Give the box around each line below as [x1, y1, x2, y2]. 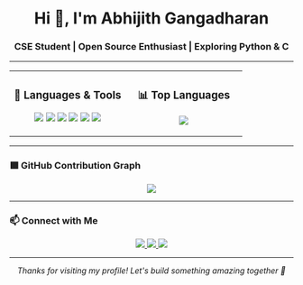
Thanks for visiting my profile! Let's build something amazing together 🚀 [16, 265, 287, 276]
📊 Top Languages [137, 87, 231, 102]
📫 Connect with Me [9, 214, 98, 226]
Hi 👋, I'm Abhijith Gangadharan [34, 8, 269, 29]
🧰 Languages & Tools [14, 88, 122, 103]
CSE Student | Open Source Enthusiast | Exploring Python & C [14, 41, 289, 53]
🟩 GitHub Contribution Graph [9, 160, 142, 172]
